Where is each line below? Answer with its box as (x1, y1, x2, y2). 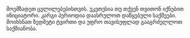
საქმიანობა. (6, 25, 37, 32)
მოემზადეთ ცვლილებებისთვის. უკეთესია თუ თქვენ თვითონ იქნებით (6, 6, 184, 12)
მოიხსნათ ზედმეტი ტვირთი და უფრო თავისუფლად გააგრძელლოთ (6, 18, 183, 25)
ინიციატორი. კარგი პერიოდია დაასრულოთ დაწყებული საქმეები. (6, 12, 177, 19)
